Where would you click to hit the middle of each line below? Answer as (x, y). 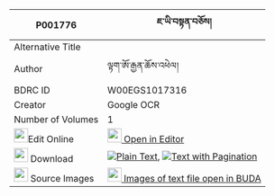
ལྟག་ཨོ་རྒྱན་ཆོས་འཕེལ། (142, 65)
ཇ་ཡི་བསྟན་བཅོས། (184, 22)
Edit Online (51, 139)
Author (28, 68)
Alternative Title (47, 47)
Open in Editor (154, 139)
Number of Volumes (56, 119)
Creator (30, 105)
